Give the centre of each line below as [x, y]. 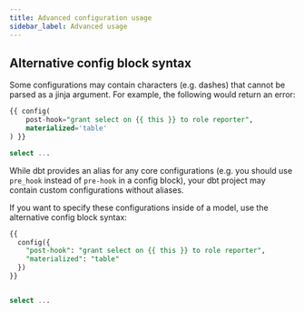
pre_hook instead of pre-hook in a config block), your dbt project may [137, 180]
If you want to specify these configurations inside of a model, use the [139, 207]
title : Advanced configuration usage [81, 18]
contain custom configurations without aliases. [97, 190]
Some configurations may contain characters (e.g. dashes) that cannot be [147, 85]
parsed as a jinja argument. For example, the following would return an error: [152, 95]
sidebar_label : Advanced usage [69, 26]
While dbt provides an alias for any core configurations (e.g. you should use [151, 170]
